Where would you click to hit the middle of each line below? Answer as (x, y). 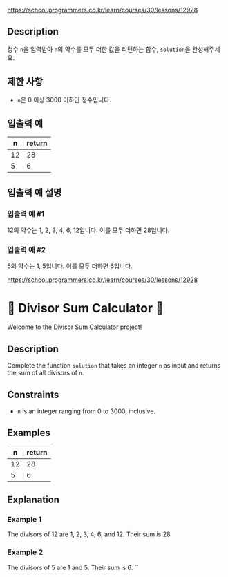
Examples (29, 433)
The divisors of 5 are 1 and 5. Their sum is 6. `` (73, 567)
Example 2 (25, 552)
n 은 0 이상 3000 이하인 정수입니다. (64, 100)
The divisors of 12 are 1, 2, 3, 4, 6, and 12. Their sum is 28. (90, 534)
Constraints (33, 394)
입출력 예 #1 (26, 214)
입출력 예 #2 (27, 250)
